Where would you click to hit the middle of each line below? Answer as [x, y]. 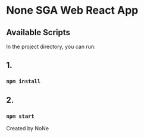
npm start [20, 116]
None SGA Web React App [72, 10]
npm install [24, 81]
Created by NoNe [28, 128]
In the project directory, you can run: [51, 46]
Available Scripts [38, 32]
